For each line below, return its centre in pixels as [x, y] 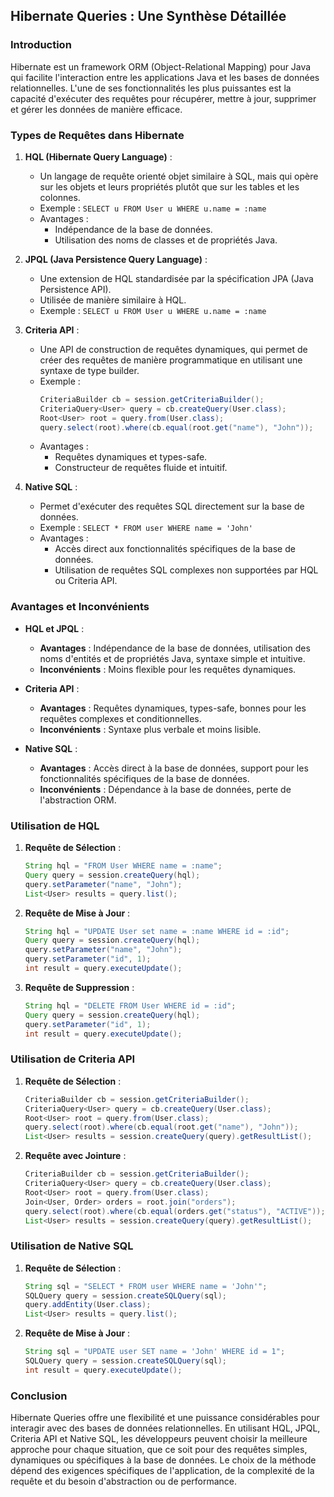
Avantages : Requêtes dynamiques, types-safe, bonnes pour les [173, 708]
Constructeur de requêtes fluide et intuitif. [141, 468]
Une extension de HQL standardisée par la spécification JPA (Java [176, 278]
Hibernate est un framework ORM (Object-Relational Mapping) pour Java [161, 66]
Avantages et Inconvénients [80, 607]
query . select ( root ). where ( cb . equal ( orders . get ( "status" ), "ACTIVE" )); [175, 1211]
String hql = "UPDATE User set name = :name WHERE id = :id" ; [157, 931]
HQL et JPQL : [54, 628]
